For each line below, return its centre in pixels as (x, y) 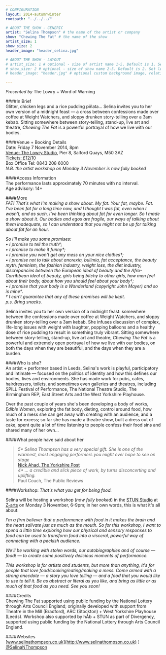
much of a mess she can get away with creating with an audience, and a (79, 414)
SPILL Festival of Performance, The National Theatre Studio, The (71, 389)
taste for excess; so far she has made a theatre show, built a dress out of (80, 420)
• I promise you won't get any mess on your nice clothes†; (65, 255)
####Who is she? (23, 363)
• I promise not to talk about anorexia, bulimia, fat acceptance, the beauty (81, 260)
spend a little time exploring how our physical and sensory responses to (79, 530)
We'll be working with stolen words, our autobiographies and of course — (81, 550)
